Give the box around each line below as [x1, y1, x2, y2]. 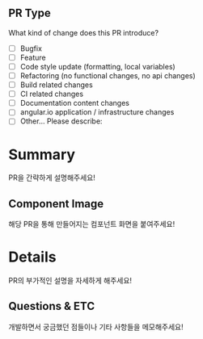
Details [8, 248, 57, 266]
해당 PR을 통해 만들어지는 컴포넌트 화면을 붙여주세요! [8, 220, 176, 229]
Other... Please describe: [19, 116, 103, 126]
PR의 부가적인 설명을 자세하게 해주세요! [8, 276, 132, 286]
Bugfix [19, 44, 43, 53]
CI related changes [19, 89, 83, 99]
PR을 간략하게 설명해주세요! [8, 173, 95, 182]
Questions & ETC [8, 299, 95, 313]
